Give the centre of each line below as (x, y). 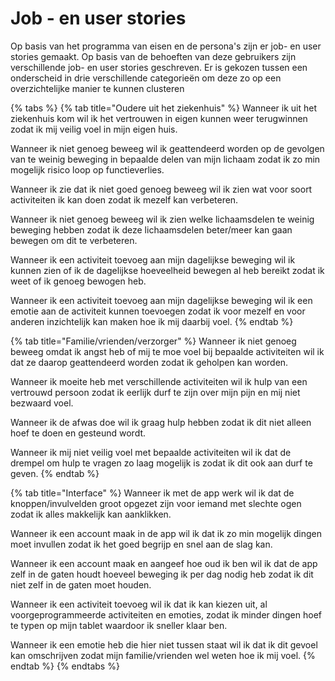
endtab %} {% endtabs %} (65, 666)
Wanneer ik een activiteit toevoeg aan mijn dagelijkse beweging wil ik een (161, 300)
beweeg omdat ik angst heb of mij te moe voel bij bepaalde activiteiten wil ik (167, 351)
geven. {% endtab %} (55, 473)
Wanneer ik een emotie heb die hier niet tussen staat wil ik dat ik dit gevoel (164, 644)
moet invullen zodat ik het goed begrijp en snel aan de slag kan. (141, 544)
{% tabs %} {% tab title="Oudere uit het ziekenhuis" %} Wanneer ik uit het (164, 108)
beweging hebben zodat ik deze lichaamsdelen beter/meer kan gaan (151, 229)
